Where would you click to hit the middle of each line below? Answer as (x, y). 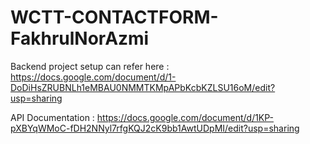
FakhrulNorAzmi (80, 38)
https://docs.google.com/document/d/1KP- (185, 117)
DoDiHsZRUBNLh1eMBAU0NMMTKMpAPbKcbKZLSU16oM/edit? (143, 87)
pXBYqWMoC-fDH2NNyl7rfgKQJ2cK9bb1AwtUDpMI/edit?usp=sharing (155, 128)
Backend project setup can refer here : (90, 66)
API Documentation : (52, 117)
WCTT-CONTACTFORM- (114, 17)
